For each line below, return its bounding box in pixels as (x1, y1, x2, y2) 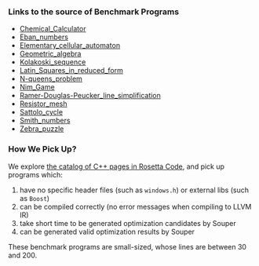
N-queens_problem (19, 74, 82, 84)
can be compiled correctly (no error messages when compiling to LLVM (19, 202, 252, 211)
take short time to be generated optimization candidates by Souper (19, 218, 237, 228)
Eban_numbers (19, 32, 69, 42)
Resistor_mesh (19, 99, 67, 108)
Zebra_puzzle (19, 124, 64, 133)
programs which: (8, 169, 63, 179)
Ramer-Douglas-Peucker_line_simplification (19, 91, 161, 100)
